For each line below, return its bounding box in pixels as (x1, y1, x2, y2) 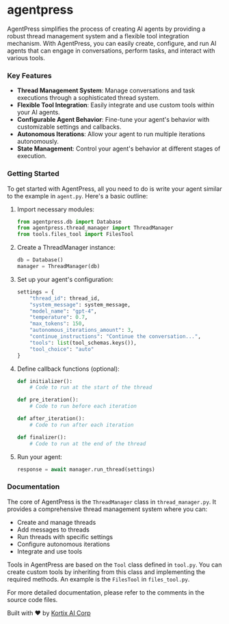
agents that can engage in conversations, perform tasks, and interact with (7, 47, 215, 55)
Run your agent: (16, 452, 63, 460)
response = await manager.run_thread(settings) (16, 466, 155, 473)
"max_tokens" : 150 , (29, 320, 85, 327)
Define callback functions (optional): (16, 365, 120, 373)
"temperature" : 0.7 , (29, 314, 88, 321)
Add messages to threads (16, 525, 90, 534)
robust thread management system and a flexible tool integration (7, 31, 189, 40)
